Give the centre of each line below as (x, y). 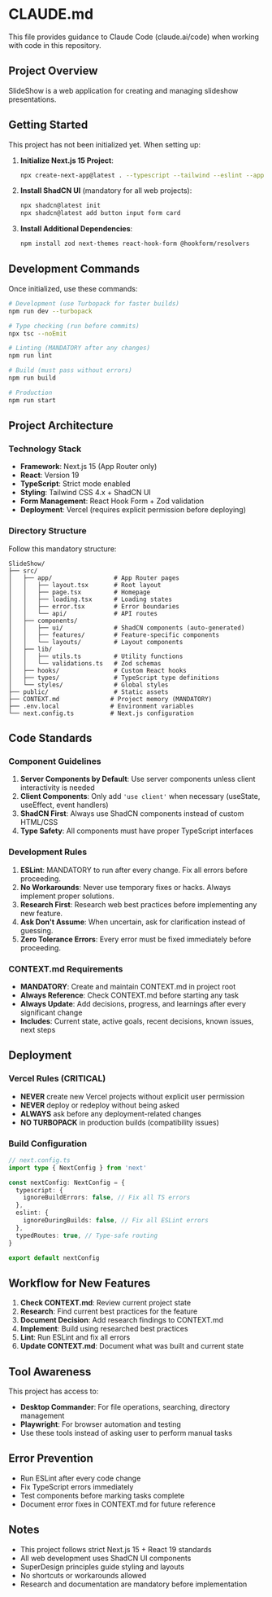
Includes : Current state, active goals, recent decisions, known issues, (137, 1021)
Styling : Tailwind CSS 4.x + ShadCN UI (86, 493)
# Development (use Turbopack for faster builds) (94, 303)
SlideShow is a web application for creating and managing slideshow (123, 90)
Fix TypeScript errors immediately (77, 1486)
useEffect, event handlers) (64, 805)
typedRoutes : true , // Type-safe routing (87, 1235)
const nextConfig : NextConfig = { (67, 1182)
